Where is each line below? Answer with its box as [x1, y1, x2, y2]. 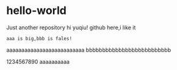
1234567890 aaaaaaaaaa [6, 58, 70, 65]
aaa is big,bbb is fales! [6, 35, 72, 41]
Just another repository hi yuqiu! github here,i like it [6, 24, 136, 31]
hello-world [6, 4, 67, 18]
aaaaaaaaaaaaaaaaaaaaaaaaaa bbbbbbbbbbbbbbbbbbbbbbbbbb [6, 46, 172, 54]
